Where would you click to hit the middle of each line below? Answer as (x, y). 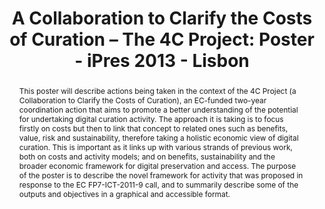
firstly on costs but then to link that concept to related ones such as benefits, (153, 128)
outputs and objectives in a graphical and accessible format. (124, 193)
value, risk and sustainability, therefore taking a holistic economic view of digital (158, 137)
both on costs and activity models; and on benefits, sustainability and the (147, 156)
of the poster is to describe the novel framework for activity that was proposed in (161, 175)
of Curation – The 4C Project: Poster (162, 39)
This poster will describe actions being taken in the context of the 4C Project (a (157, 90)
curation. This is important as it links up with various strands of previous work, (155, 147)
